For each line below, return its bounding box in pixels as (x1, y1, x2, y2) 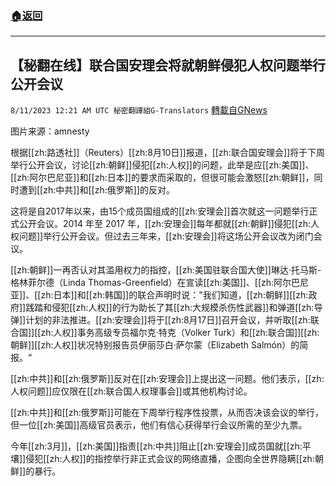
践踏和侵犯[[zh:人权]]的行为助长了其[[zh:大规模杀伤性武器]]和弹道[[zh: (25, 302, 315, 314)
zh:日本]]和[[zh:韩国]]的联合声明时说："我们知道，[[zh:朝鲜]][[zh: (40, 289, 309, 301)
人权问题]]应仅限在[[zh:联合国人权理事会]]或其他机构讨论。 (10, 385, 253, 397)
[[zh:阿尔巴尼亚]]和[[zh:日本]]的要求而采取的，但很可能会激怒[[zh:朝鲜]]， (10, 172, 315, 184)
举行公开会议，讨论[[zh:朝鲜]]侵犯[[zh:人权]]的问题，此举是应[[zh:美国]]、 (10, 159, 315, 171)
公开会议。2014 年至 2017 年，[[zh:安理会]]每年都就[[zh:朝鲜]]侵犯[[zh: (18, 218, 312, 230)
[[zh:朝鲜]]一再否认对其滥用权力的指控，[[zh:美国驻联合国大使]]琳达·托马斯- (10, 264, 322, 276)
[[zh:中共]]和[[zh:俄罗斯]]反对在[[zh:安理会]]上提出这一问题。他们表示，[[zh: (10, 373, 325, 385)
